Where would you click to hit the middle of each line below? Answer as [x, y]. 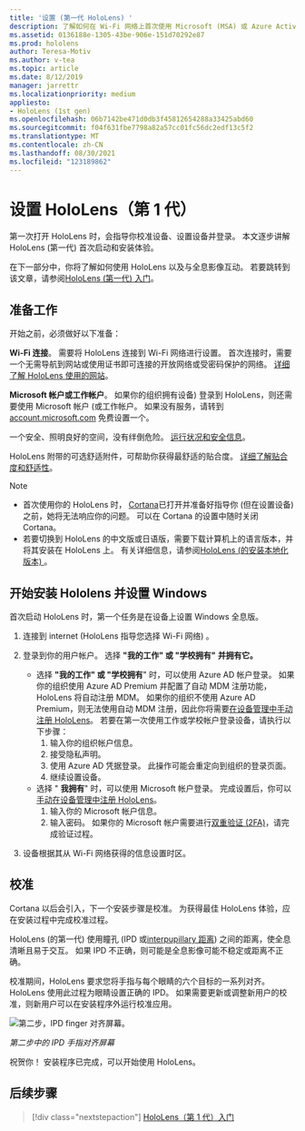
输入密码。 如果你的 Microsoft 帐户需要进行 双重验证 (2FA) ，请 [166, 823]
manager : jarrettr [44, 86]
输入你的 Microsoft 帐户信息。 [105, 812]
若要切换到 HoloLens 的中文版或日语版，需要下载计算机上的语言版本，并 [157, 539]
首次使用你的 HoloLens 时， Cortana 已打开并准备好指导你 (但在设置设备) [158, 505]
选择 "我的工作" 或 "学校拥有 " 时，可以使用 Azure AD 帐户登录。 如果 [165, 675]
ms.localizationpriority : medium [73, 94]
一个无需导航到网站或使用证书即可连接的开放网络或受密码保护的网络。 [141, 364]
